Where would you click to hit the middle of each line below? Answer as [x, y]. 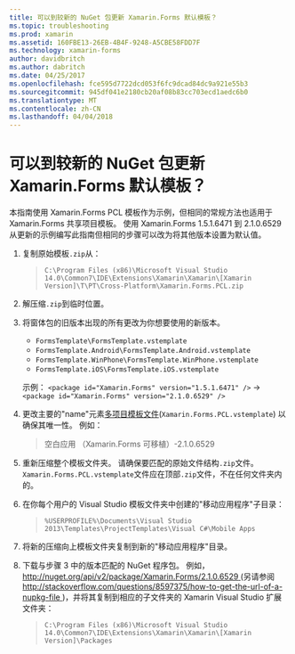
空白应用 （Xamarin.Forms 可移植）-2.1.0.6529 [129, 444]
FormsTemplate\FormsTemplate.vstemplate [111, 341]
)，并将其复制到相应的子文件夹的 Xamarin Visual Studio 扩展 [172, 597]
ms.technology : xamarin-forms [65, 51]
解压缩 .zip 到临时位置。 [65, 304]
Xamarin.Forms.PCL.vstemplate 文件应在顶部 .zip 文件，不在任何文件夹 [148, 474]
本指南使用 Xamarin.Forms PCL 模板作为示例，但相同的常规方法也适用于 [141, 213]
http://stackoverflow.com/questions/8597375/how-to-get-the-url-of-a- [152, 587]
